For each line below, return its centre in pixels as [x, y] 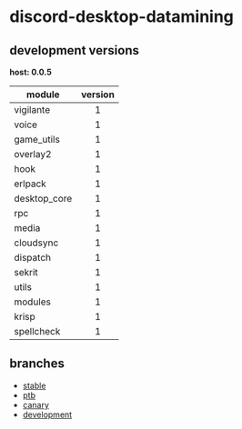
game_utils [37, 140]
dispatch [33, 258]
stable [34, 385]
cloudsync [36, 243]
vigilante [32, 110]
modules [33, 302]
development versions [74, 50]
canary [36, 404]
